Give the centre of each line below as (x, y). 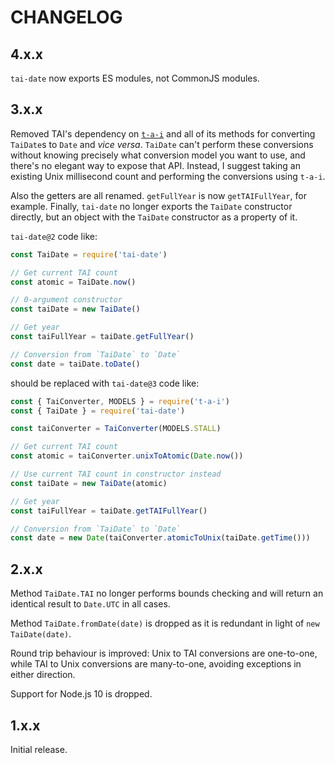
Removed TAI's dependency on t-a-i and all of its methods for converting (163, 133)
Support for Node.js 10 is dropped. (81, 694)
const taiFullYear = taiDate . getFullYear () (102, 337)
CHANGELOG (66, 17)
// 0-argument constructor (66, 300)
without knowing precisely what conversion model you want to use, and (158, 155)
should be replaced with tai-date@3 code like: (105, 383)
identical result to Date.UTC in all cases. (90, 604)
